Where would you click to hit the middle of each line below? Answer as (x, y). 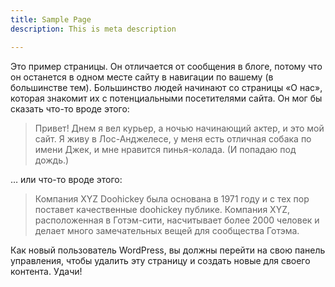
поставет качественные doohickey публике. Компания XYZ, (162, 209)
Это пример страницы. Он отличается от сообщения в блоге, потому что (166, 66)
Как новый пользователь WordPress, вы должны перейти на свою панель (168, 250)
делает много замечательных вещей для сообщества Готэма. (167, 230)
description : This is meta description (93, 29)
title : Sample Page (51, 19)
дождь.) (52, 160)
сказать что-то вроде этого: (70, 108)
